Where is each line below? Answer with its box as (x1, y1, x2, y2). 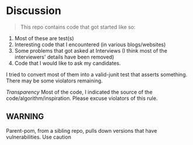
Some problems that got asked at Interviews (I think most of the (14, 47, 167, 54)
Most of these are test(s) (14, 34, 74, 42)
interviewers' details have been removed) (14, 53, 114, 60)
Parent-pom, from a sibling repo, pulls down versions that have (6, 127, 157, 134)
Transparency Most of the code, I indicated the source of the (6, 88, 153, 95)
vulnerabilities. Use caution (6, 133, 72, 140)
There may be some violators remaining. (6, 77, 103, 84)
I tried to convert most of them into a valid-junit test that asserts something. (6, 71, 188, 78)
